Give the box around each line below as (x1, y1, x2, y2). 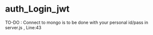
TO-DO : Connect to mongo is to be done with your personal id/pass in (5, 19, 149, 25)
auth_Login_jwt (5, 3, 70, 15)
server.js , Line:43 (5, 24, 42, 30)
